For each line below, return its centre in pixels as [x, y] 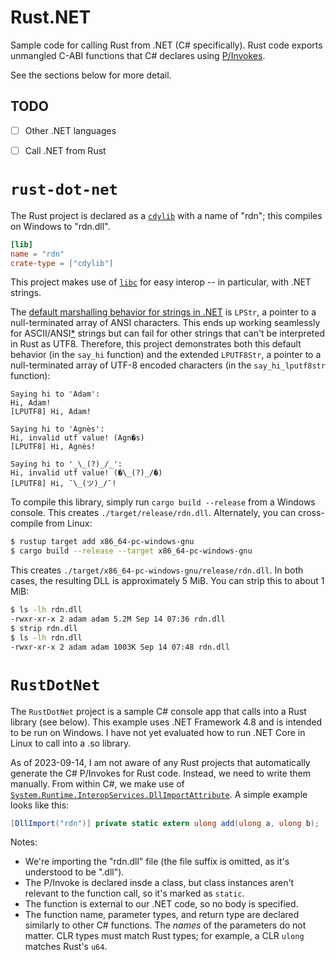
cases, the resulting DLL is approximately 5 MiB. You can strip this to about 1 [167, 581]
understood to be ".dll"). [74, 872]
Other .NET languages [70, 130]
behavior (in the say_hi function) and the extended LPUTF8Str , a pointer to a [166, 355]
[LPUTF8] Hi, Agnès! [53, 447]
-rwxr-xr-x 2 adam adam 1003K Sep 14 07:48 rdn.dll [120, 647]
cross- [311, 513]
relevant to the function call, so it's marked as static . [134, 893]
